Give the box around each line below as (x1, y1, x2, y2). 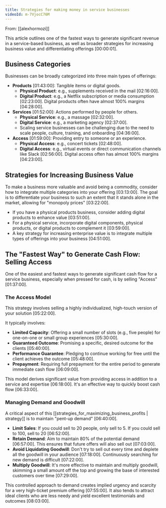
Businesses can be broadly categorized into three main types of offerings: (5, 73, 157, 79)
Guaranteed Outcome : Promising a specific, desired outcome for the (12, 340, 154, 346)
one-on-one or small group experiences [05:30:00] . (12, 335, 119, 341)
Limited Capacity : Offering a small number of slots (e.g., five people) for (12, 330, 161, 336)
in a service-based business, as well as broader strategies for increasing (5, 40, 154, 46)
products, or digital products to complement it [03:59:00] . (12, 225, 130, 231)
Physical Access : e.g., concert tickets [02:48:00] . (19, 141, 122, 147)
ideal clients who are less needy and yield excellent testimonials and (5, 493, 145, 499)
